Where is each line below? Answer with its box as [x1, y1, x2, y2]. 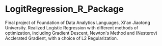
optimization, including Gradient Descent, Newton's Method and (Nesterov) [5, 30, 158, 36]
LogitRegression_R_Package [5, 3, 124, 15]
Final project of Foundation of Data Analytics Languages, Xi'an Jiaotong [5, 20, 151, 25]
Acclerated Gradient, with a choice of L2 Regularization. [5, 35, 118, 41]
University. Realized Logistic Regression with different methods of [5, 24, 138, 30]
